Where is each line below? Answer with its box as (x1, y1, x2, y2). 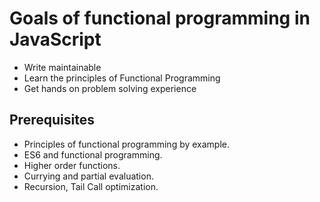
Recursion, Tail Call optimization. (23, 180, 159, 192)
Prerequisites (9, 112, 95, 129)
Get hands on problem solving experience (23, 82, 197, 94)
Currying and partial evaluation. (23, 170, 154, 182)
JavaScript (9, 28, 102, 51)
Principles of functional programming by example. (23, 138, 231, 150)
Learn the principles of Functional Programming (23, 72, 221, 84)
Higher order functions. (23, 159, 121, 171)
